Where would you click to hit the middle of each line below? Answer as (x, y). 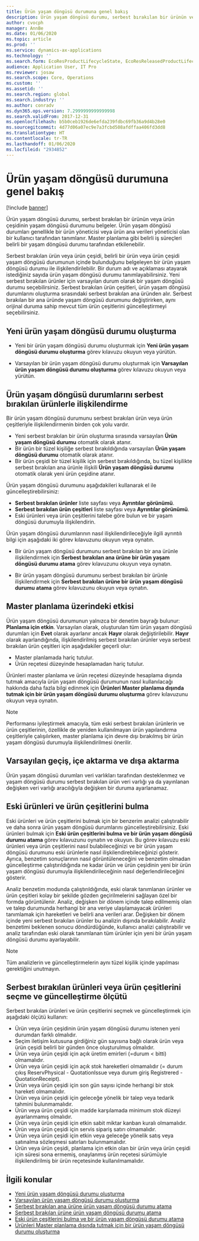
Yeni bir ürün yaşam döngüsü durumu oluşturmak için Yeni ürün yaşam (102, 346)
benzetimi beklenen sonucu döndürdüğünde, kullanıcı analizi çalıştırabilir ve (98, 927)
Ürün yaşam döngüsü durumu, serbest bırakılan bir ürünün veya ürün (90, 219)
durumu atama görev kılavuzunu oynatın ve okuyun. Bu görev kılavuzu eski (98, 840)
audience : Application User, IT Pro (51, 67)
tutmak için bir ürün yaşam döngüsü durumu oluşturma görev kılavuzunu (97, 694)
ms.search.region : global (38, 94)
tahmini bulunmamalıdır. (44, 1104)
